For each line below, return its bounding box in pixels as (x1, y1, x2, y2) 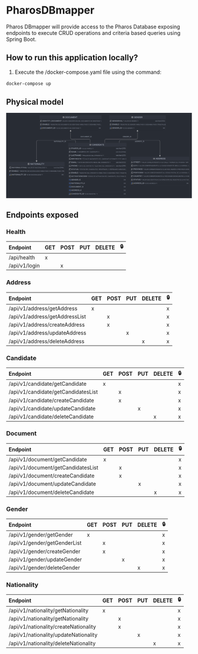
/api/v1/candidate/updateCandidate (8, 405, 96, 412)
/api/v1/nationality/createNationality (8, 623, 96, 630)
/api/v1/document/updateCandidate (8, 480, 96, 487)
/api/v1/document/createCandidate (8, 472, 95, 479)
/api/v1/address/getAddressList (8, 313, 87, 320)
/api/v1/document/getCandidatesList (8, 464, 98, 471)
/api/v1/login (8, 262, 40, 269)
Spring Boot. (6, 35, 37, 43)
